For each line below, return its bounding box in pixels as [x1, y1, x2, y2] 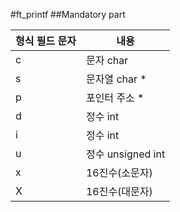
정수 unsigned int [85, 147, 166, 161]
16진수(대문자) [85, 185, 153, 198]
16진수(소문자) [85, 166, 153, 179]
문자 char [85, 54, 129, 67]
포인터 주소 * [85, 91, 145, 104]
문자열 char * [85, 72, 147, 86]
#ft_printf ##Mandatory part [10, 9, 126, 20]
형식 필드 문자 [15, 34, 77, 48]
